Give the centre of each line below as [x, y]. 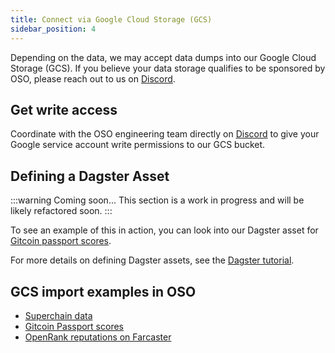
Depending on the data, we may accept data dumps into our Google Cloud [163, 57]
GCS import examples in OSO [103, 291]
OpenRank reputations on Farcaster [98, 337]
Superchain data [58, 315]
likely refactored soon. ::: [61, 211]
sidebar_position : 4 [53, 29]
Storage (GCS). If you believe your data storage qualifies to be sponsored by [168, 68]
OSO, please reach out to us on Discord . [93, 78]
